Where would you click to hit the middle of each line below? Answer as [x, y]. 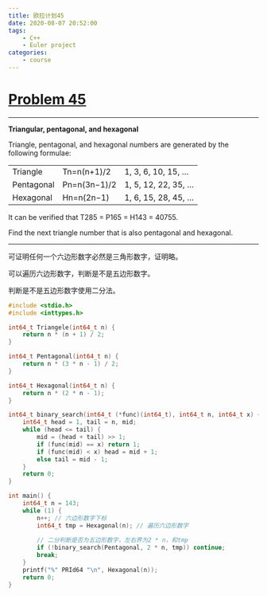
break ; [48, 555]
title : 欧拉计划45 [37, 16]
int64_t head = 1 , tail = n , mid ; [79, 422]
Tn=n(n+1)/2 [87, 171]
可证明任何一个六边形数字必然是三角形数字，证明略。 [95, 257]
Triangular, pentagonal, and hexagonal [74, 129]
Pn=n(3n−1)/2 [89, 184]
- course [37, 61]
